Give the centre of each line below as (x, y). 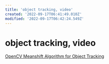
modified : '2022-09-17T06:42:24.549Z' (44, 19)
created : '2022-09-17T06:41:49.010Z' (44, 14)
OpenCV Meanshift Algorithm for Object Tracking (54, 56)
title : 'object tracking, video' (39, 10)
